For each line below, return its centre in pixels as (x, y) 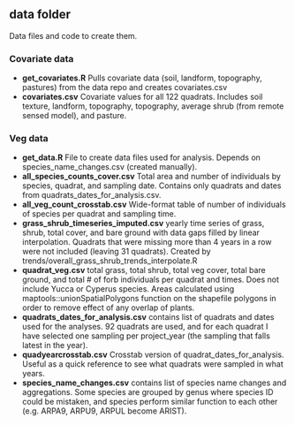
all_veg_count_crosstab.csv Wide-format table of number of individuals (154, 205)
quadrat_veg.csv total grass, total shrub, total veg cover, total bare (144, 270)
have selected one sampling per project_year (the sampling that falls (146, 336)
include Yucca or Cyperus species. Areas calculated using (128, 289)
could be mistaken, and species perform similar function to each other (150, 402)
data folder (40, 15)
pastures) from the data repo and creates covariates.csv (125, 87)
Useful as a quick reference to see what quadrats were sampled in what (153, 364)
